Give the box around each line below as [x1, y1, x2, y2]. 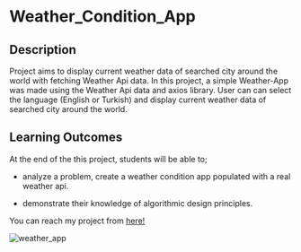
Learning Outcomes [9, 130, 123, 145]
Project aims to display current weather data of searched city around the [9, 65, 279, 76]
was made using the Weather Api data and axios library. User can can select [9, 85, 292, 95]
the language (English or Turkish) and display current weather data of [9, 94, 267, 105]
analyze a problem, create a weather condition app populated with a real [22, 170, 291, 181]
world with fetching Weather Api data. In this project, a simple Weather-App [9, 75, 289, 86]
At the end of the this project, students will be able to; [9, 153, 208, 164]
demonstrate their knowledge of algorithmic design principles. [22, 197, 253, 208]
